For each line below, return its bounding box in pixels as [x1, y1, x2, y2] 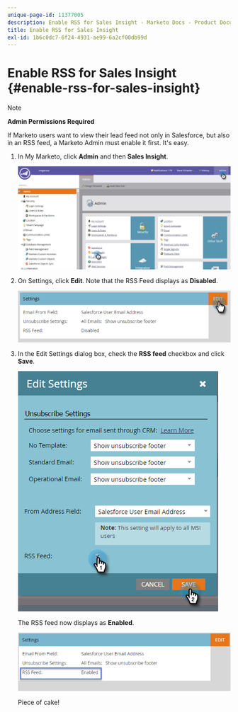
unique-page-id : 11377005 [7, 11, 84, 18]
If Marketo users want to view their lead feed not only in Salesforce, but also [7, 131, 230, 139]
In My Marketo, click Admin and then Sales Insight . [17, 152, 169, 161]
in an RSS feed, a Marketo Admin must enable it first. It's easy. [7, 139, 189, 147]
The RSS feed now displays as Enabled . [17, 619, 135, 627]
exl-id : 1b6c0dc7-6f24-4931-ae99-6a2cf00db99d [7, 34, 147, 41]
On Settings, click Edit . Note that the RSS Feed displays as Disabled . [17, 277, 218, 285]
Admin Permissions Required [7, 117, 95, 126]
